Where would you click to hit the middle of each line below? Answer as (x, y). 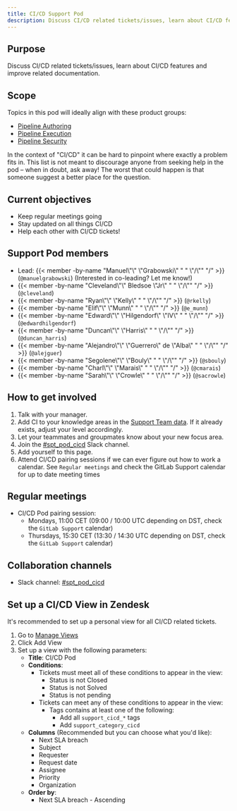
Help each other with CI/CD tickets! (69, 231)
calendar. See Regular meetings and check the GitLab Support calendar (121, 466)
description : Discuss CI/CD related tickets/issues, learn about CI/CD (115, 20)
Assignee (52, 770)
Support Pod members (58, 253)
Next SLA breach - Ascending (82, 800)
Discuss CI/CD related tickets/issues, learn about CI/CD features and (107, 66)
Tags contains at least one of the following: (112, 710)
